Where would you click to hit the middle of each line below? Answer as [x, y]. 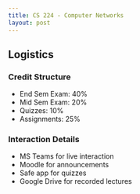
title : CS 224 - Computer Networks [66, 15]
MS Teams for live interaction [66, 156]
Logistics [31, 55]
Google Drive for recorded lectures [75, 181]
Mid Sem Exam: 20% [53, 102]
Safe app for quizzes [53, 173]
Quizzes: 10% [41, 111]
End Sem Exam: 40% [54, 94]
